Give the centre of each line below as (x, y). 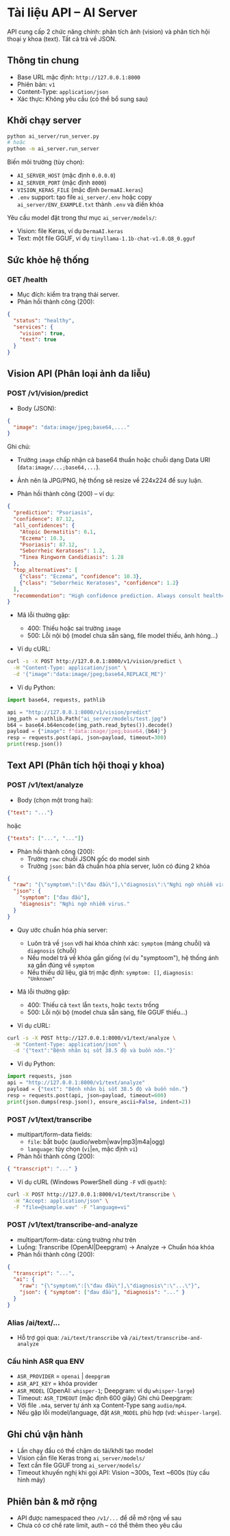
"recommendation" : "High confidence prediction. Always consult (107, 596)
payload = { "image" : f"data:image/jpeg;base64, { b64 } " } (87, 732)
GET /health (27, 279)
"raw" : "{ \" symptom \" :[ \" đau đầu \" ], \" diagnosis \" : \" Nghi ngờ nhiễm (113, 885)
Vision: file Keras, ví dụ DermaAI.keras (70, 231)
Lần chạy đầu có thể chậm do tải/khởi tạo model (85, 1451)
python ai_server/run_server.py (53, 136)
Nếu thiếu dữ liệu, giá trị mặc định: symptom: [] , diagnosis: (110, 972)
